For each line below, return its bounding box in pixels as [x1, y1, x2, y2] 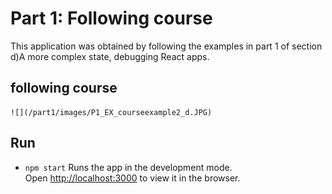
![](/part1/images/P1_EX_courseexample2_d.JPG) [10, 107, 213, 117]
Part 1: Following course [10, 7, 213, 30]
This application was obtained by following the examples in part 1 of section [10, 40, 323, 52]
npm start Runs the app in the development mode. [24, 161, 233, 173]
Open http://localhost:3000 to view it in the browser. [24, 172, 241, 184]
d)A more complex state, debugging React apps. [10, 50, 210, 62]
